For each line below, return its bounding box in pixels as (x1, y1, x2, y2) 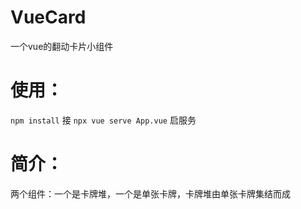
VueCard (10, 6, 87, 29)
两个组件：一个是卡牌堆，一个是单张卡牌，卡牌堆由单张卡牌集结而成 (10, 187, 291, 200)
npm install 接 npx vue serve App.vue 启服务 (10, 114, 197, 126)
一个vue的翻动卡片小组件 (10, 40, 114, 52)
